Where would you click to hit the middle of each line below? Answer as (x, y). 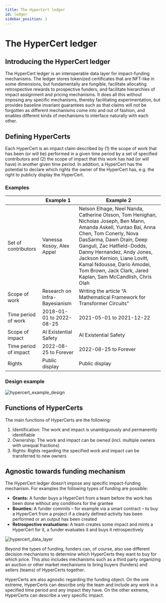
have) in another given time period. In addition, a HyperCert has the (74, 164)
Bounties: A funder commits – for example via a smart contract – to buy (85, 509)
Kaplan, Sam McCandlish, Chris (115, 277)
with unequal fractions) (36, 445)
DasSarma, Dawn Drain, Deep (113, 240)
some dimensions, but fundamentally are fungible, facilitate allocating (76, 84)
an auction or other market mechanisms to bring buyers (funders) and (76, 565)
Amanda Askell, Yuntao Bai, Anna (117, 227)
